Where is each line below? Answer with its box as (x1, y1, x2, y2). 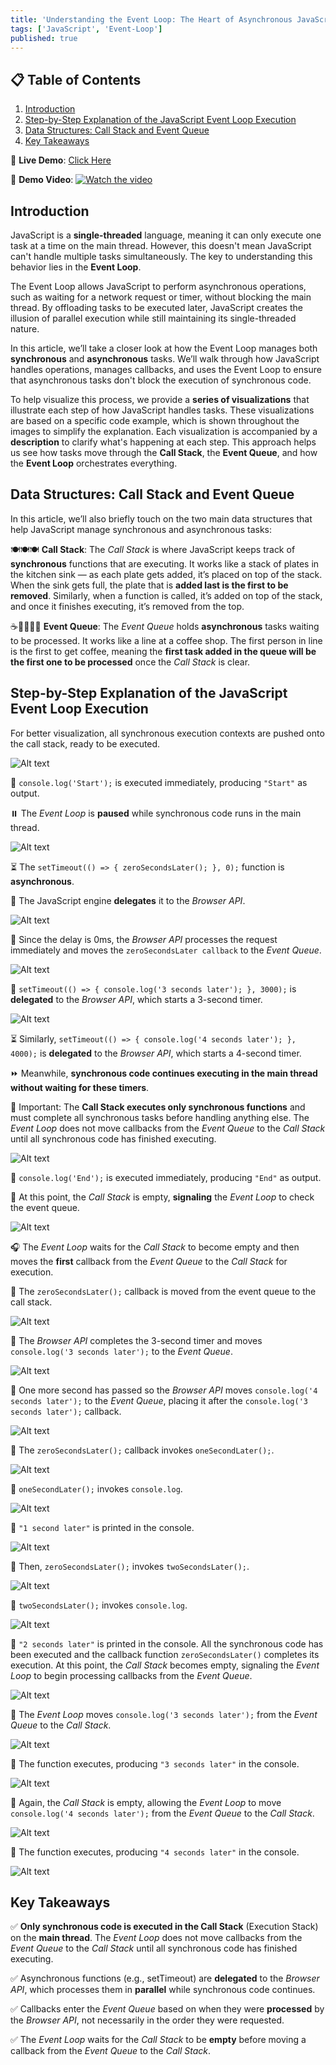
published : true (10, 33, 78, 43)
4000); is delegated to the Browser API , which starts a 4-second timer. (10, 1047, 302, 1059)
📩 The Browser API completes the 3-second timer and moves (10, 1334, 263, 1346)
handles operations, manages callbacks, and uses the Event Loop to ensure (10, 364, 322, 375)
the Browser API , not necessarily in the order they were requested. (10, 2014, 285, 2026)
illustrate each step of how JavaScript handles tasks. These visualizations (10, 404, 315, 416)
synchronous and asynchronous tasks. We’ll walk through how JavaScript (10, 353, 320, 365)
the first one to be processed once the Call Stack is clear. (10, 656, 251, 668)
